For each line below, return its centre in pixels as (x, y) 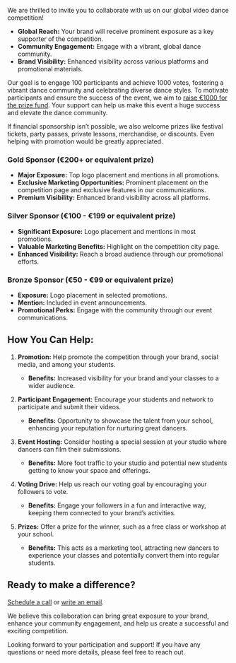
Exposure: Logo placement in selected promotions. (92, 295)
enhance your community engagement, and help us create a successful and (118, 623)
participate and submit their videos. (69, 406)
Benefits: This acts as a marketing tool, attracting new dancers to (124, 548)
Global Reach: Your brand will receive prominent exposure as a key (116, 31)
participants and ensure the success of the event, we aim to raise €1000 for (117, 98)
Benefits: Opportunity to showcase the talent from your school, (120, 421)
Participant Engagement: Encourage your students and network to (116, 399)
